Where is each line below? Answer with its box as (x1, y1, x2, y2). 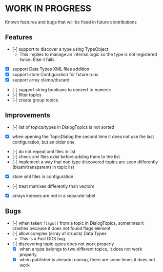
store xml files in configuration (12, 174, 74, 179)
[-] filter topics (12, 92, 41, 97)
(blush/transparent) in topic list (12, 164, 74, 170)
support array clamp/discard (12, 77, 70, 83)
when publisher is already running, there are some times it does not (19, 256, 155, 262)
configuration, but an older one (12, 139, 75, 145)
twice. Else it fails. (19, 57, 56, 62)
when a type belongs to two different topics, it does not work (19, 246, 143, 252)
